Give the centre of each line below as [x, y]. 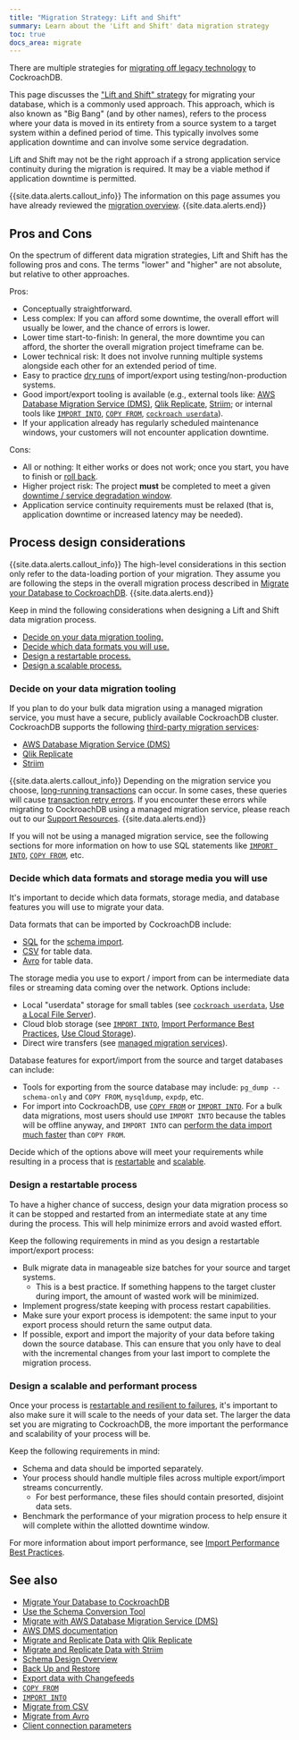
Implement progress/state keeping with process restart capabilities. [146, 1305]
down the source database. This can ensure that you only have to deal [151, 1344]
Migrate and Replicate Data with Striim [92, 1649]
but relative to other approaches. [70, 275]
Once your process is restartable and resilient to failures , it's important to [144, 1405]
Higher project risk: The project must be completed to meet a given [146, 486]
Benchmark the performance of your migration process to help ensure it [154, 1516]
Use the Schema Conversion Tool [83, 1611]
